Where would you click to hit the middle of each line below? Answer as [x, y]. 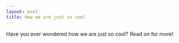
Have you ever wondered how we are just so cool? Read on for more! [90, 34]
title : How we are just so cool [46, 17]
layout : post [22, 11]
